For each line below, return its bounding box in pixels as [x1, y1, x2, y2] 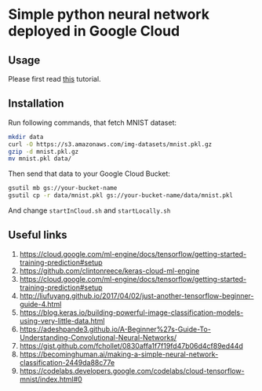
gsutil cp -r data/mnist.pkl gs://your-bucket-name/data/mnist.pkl [8, 192, 234, 199]
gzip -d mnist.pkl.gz [8, 148, 79, 155]
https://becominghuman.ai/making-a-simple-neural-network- [19, 349, 219, 359]
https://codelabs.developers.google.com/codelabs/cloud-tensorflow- [19, 366, 245, 375]
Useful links [8, 228, 68, 242]
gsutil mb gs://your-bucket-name [8, 185, 118, 192]
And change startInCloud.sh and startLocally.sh [8, 206, 171, 215]
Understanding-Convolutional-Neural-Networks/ [19, 332, 177, 342]
